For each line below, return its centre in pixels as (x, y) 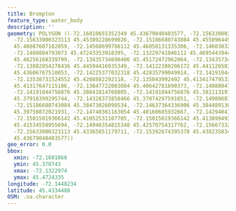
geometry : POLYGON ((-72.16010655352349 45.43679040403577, (97, 33)
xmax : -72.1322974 (41, 171)
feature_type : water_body (45, 20)
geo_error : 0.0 (29, 145)
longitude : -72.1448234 (42, 184)
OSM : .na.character (36, 197)
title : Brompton (31, 14)
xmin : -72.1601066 (41, 158)
